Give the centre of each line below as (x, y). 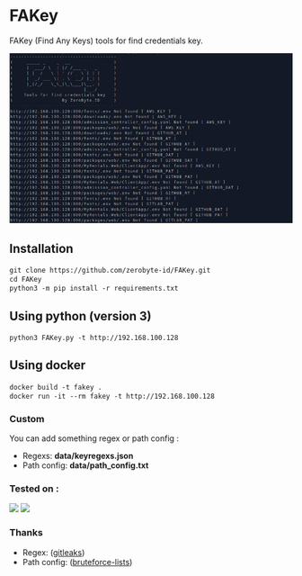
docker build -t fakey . (56, 387)
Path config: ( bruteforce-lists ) (77, 562)
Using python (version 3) (80, 316)
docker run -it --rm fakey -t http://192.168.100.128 (112, 396)
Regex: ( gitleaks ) (53, 552)
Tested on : (34, 489)
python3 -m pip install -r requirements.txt (94, 289)
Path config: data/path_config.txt (85, 465)
